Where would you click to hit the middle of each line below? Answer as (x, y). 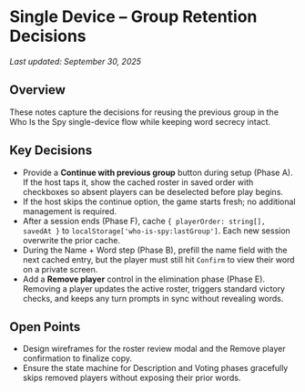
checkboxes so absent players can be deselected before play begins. (153, 191)
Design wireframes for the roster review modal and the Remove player (154, 349)
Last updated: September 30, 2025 (76, 61)
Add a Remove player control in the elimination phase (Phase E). (144, 279)
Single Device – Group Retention (133, 17)
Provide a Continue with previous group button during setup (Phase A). (158, 172)
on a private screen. (60, 269)
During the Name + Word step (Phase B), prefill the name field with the (155, 250)
